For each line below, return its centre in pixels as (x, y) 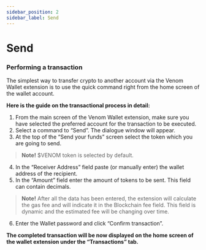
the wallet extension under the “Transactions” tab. (73, 241)
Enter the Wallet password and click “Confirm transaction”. (89, 223)
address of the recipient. (46, 173)
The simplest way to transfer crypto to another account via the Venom (95, 80)
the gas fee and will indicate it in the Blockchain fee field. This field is (109, 205)
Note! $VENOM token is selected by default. (77, 155)
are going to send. (38, 143)
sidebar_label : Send (33, 18)
